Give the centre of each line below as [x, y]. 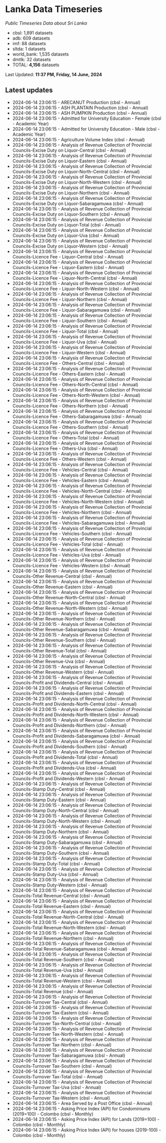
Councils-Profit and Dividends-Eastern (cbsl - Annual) [68, 693]
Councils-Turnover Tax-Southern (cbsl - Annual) [62, 1066]
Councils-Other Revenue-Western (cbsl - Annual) [63, 672]
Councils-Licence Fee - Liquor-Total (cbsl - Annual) [65, 331]
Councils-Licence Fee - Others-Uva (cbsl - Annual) [65, 448]
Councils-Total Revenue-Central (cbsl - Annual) [61, 895]
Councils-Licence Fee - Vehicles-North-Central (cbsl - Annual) [77, 491]
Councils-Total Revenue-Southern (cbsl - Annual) [63, 959]
